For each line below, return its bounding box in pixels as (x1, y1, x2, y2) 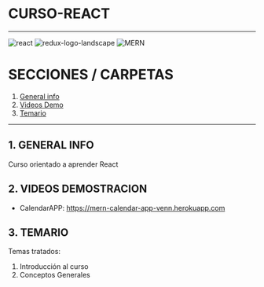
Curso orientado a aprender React (8, 159, 119, 169)
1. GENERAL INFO (8, 138, 94, 152)
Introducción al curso (19, 262, 89, 271)
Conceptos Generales (19, 270, 90, 280)
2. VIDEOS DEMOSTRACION (8, 182, 148, 196)
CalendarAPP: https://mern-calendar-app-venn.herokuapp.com (19, 203, 225, 212)
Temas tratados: (8, 247, 61, 256)
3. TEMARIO (8, 226, 69, 239)
